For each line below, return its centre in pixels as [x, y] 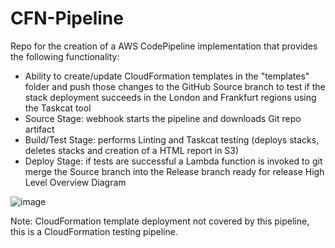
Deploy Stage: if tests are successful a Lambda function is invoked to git [173, 161]
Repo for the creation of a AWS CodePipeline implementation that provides [164, 46]
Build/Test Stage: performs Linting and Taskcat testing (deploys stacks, [172, 139]
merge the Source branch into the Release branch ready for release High [174, 171]
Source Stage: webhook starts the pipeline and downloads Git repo [163, 118]
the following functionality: [65, 56]
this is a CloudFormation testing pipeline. [94, 231]
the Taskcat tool [58, 108]
